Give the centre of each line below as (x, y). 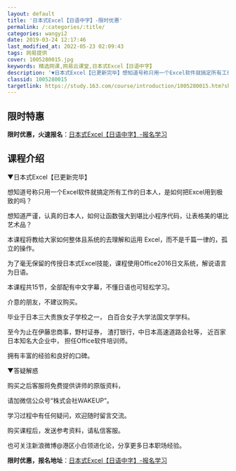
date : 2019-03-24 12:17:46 (47, 40)
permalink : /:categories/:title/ (56, 27)
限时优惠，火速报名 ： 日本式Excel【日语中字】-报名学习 (87, 134)
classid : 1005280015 (38, 79)
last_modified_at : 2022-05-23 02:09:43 (66, 46)
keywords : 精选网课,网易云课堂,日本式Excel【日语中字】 (81, 66)
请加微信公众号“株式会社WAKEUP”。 (60, 400)
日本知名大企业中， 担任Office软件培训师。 (70, 340)
